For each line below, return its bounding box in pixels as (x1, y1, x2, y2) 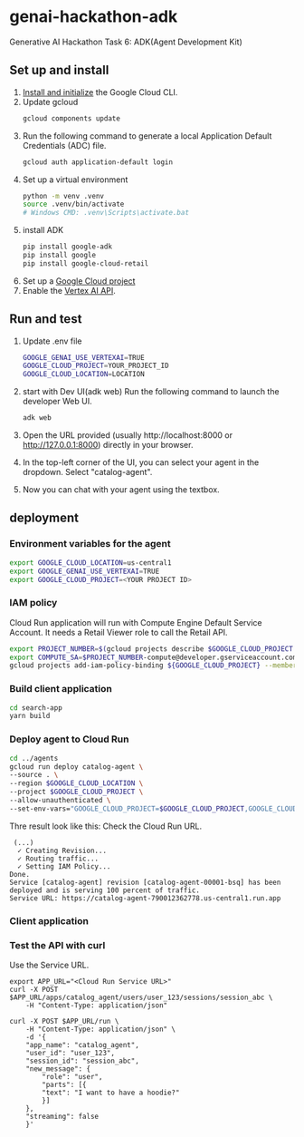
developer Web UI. (22, 396, 92, 407)
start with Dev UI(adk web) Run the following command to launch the (22, 386, 280, 397)
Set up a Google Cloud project (22, 275, 136, 287)
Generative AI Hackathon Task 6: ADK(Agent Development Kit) (9, 36, 242, 47)
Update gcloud (22, 96, 79, 107)
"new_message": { (25, 1064, 91, 1074)
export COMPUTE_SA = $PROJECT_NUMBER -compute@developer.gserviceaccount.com (9, 653, 298, 662)
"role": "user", (42, 1072, 103, 1081)
